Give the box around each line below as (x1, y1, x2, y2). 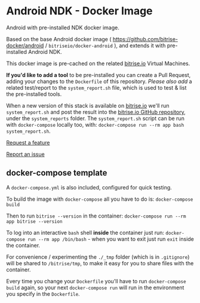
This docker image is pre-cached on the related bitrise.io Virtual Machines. (6, 60, 190, 67)
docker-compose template (6, 168, 107, 178)
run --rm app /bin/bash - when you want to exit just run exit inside (27, 235, 194, 243)
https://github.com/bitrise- (112, 35, 178, 42)
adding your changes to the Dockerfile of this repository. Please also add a (6, 78, 192, 85)
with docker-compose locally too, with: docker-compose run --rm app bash (6, 121, 184, 128)
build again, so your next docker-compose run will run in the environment (6, 284, 184, 291)
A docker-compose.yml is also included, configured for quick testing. (6, 183, 172, 191)
